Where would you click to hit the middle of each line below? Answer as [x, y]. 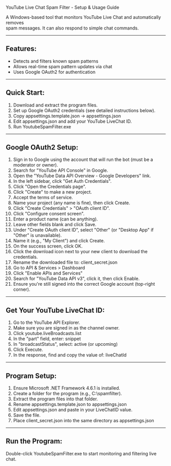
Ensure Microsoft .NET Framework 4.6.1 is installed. [67, 388]
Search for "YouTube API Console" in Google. [61, 171]
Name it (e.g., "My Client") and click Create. [59, 241]
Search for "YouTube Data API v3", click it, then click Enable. [76, 279]
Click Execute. [28, 350]
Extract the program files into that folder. [56, 399]
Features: [21, 49]
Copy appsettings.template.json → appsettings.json [67, 116]
